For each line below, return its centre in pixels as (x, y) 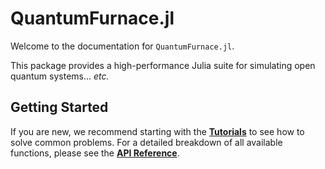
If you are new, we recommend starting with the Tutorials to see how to (157, 131)
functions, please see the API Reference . (95, 153)
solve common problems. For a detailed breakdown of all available (146, 142)
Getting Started (59, 107)
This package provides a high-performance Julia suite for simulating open (163, 65)
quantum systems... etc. (60, 76)
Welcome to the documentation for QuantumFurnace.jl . (122, 46)
